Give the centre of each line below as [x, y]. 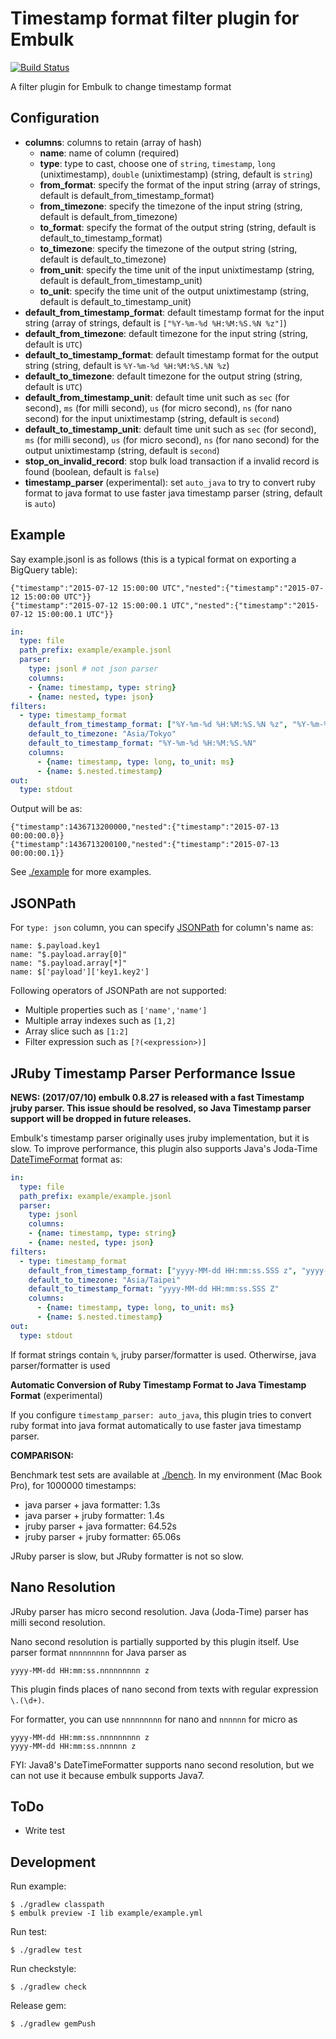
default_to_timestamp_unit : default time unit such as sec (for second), [170, 429]
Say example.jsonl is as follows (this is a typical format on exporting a [153, 559]
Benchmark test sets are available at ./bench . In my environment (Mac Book [166, 1474]
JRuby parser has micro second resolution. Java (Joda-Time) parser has [159, 1611]
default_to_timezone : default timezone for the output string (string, [163, 376]
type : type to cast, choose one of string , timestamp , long [157, 163]
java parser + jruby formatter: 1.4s [94, 1515]
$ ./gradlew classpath [57, 1905]
